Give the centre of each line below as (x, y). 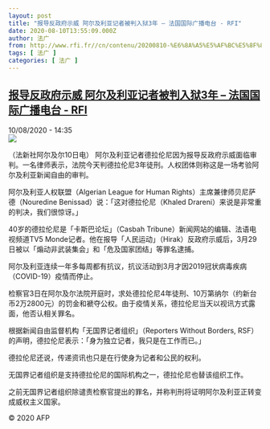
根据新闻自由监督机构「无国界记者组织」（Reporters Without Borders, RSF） (133, 330)
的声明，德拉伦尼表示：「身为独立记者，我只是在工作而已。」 (107, 340)
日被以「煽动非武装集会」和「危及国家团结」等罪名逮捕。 (103, 249)
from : (17, 46)
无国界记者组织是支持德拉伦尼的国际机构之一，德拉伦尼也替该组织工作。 (128, 374)
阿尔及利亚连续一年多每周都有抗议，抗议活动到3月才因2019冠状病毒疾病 (128, 266)
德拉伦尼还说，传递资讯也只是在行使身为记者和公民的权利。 (107, 357)
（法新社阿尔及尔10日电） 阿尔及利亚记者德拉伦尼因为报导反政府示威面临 (129, 154)
